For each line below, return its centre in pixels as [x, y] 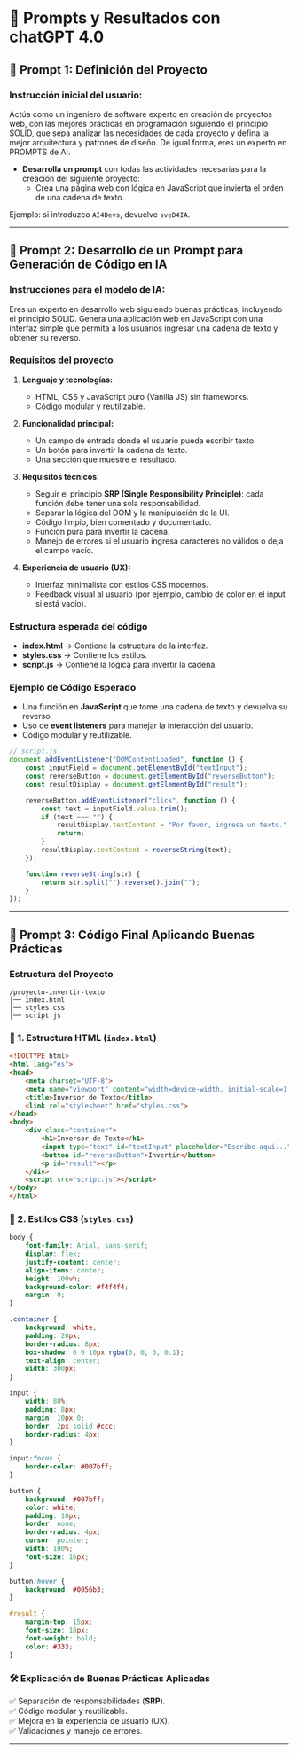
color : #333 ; [49, 1647]
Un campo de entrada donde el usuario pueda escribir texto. [145, 440]
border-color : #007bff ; [69, 1467]
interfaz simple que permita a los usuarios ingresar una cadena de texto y [144, 328]
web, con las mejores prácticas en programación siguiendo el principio [139, 123]
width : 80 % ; [47, 1402]
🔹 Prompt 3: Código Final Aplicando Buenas [132, 935]
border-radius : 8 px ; [63, 1344]
